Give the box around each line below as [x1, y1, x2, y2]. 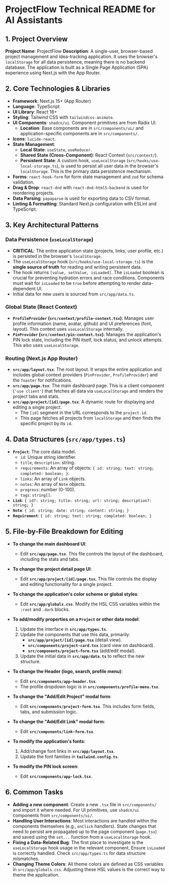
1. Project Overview [5, 35, 68, 43]
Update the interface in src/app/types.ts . [20, 626, 108, 632]
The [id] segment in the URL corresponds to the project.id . [20, 409, 148, 416]
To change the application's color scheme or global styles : [12, 591, 139, 597]
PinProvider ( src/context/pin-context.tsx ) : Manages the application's [12, 331, 161, 337]
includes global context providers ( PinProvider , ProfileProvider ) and [12, 372, 158, 378]
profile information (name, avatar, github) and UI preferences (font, [12, 320, 152, 327]
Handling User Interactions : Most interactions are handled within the [12, 817, 157, 823]
